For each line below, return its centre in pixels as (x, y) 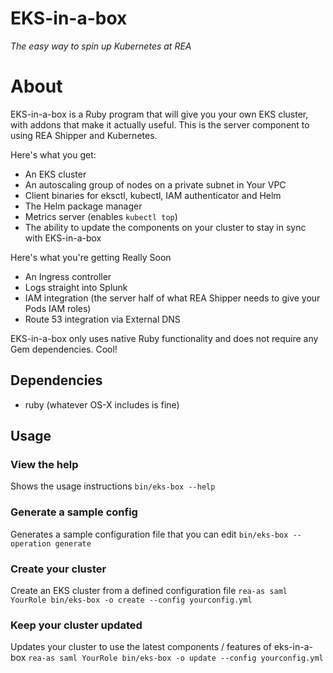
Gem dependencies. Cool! (64, 349)
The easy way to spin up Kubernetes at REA (101, 46)
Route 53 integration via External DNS (102, 319)
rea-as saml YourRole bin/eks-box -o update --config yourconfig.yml (176, 658)
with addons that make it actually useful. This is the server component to (160, 124)
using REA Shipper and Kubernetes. (84, 135)
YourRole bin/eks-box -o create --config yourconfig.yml (131, 600)
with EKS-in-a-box (63, 238)
